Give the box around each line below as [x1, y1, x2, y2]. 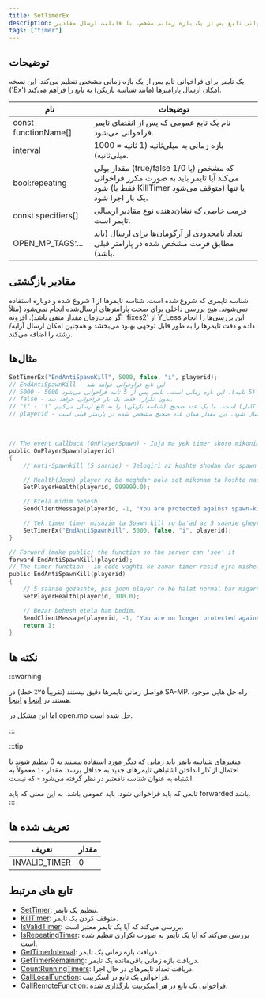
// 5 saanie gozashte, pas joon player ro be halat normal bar [23, 585, 236, 594]
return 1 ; [23, 621, 56, 629]
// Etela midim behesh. [23, 498, 102, 506]
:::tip [9, 742, 24, 751]
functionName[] [13, 127, 73, 139]
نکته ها [9, 651, 38, 664]
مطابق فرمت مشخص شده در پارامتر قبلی [94, 238, 234, 249]
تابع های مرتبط [9, 884, 73, 897]
